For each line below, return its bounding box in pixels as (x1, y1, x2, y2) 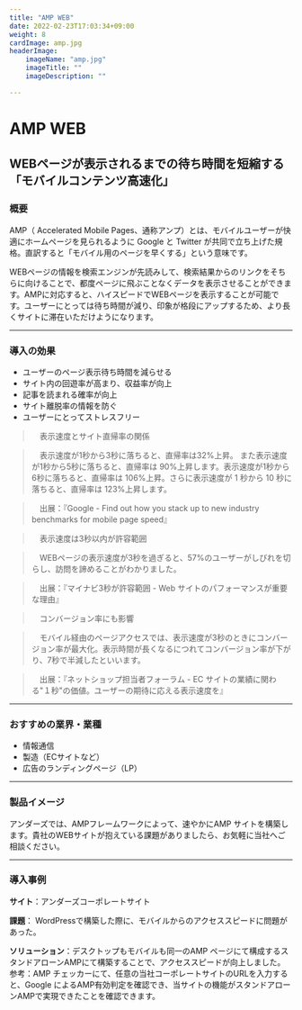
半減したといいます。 (67, 654, 146, 665)
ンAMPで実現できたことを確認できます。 (9, 990, 160, 1001)
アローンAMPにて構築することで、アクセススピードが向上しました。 (32, 956, 286, 968)
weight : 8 (9, 30, 47, 39)
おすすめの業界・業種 (9, 717, 102, 730)
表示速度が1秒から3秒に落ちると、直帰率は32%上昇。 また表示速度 (39, 449, 288, 460)
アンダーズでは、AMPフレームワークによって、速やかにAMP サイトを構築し (9, 818, 289, 829)
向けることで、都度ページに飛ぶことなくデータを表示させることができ (24, 277, 285, 288)
